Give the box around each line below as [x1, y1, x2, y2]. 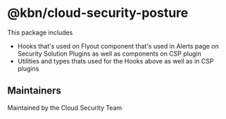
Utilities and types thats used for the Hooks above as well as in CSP [17, 56, 214, 65]
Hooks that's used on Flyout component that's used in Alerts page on [17, 42, 220, 50]
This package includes [7, 28, 73, 37]
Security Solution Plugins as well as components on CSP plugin [17, 49, 202, 58]
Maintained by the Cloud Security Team [7, 104, 123, 112]
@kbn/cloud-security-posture [7, 5, 189, 21]
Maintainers [7, 84, 62, 96]
